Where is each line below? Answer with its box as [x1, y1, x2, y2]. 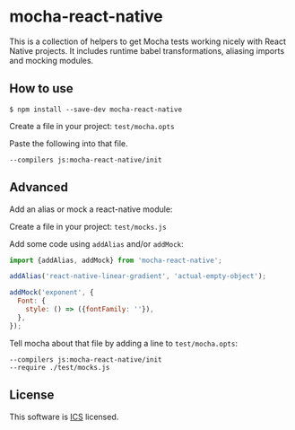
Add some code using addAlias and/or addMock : [9, 238, 184, 249]
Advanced [9, 180, 69, 195]
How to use [9, 81, 74, 96]
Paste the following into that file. [9, 137, 128, 149]
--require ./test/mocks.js [9, 363, 110, 372]
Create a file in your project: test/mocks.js [9, 221, 168, 232]
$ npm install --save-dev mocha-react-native [9, 105, 182, 114]
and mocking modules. [9, 55, 94, 66]
